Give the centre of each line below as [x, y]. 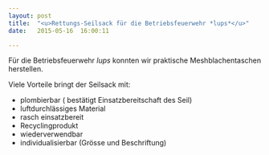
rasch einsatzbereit [52, 117]
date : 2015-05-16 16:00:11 [59, 31]
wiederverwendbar [51, 134]
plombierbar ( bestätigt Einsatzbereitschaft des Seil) [106, 100]
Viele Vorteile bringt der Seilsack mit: [69, 84]
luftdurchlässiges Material [63, 108]
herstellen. [26, 69]
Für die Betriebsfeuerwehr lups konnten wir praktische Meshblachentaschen [135, 60]
